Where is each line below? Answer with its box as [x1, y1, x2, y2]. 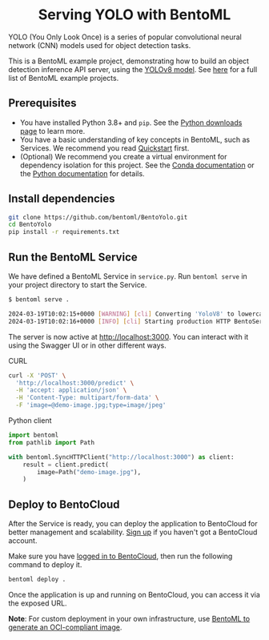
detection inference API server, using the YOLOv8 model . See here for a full [8, 64, 258, 74]
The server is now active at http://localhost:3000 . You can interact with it [8, 332, 249, 341]
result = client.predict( [22, 461, 110, 469]
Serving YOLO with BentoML [38, 6, 231, 24]
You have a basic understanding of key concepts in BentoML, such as [19, 135, 251, 144]
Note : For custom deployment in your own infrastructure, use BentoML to [8, 614, 251, 623]
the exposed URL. [8, 598, 67, 608]
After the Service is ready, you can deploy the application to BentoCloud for [8, 519, 258, 529]
